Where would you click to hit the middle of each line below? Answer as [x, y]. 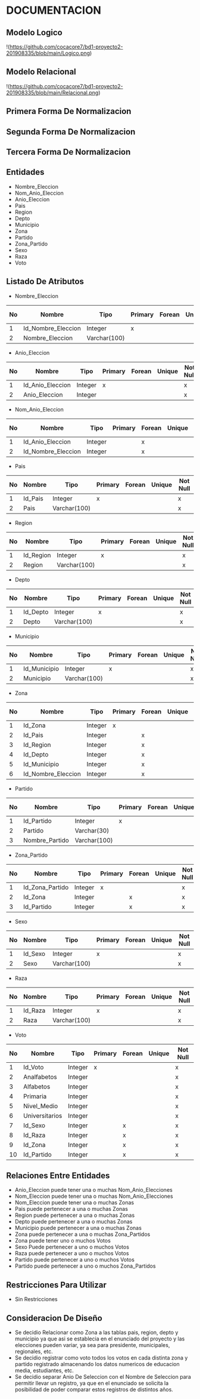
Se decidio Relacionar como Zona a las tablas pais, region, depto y [96, 1333]
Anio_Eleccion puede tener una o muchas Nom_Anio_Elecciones [93, 1190]
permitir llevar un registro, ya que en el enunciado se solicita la [92, 1383]
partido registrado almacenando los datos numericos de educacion [97, 1364]
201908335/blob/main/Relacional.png [52, 93]
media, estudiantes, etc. [44, 1370]
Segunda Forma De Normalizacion [71, 132]
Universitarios [43, 1115]
